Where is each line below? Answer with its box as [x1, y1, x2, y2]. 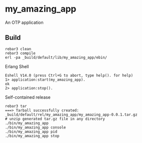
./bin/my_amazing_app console [5, 125, 66, 130]
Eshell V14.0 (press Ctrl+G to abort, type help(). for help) [5, 73, 133, 78]
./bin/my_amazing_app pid [5, 129, 57, 134]
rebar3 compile [5, 51, 36, 55]
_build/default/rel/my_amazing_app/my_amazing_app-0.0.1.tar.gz [5, 112, 138, 117]
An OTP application [5, 19, 44, 25]
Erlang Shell [5, 63, 29, 69]
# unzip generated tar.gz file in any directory [5, 116, 105, 121]
